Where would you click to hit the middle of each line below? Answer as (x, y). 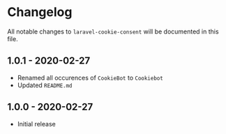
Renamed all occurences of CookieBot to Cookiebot (90, 77)
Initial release (36, 124)
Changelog (40, 12)
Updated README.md (45, 85)
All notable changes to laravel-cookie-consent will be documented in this (113, 31)
